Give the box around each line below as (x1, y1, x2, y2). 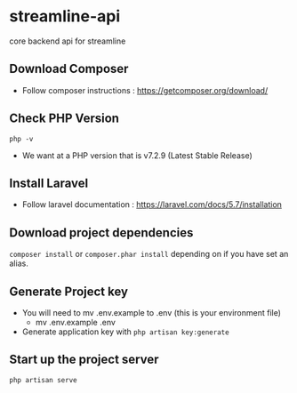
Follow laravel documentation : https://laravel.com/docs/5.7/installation (21, 199, 283, 210)
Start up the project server (9, 352, 159, 367)
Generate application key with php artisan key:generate (21, 326, 229, 337)
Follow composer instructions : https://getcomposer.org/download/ (21, 84, 269, 95)
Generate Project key (9, 284, 129, 299)
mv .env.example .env (35, 317, 116, 327)
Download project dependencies (9, 225, 194, 240)
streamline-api (9, 6, 121, 27)
